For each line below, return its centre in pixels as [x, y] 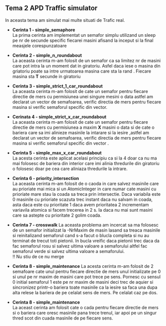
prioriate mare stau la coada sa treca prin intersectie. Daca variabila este [86, 194]
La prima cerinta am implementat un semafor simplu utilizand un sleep [84, 35]
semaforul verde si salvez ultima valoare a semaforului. [68, 251]
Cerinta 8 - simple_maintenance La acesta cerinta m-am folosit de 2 [83, 266]
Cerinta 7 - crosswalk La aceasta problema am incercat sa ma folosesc [85, 225]
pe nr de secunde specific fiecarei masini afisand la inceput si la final [83, 40]
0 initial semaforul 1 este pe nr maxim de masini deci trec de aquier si [83, 282]
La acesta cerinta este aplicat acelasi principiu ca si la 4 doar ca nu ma [84, 158]
